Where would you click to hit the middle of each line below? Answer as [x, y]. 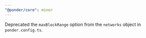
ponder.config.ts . [24, 30]
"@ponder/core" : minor [29, 10]
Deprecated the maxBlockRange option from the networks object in [73, 24]
